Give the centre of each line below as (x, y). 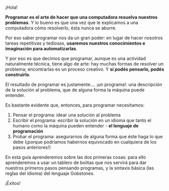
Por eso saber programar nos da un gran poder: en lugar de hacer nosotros (84, 38)
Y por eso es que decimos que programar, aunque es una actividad (76, 58)
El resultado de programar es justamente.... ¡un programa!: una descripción (84, 84)
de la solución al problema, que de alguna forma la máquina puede (75, 90)
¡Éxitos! (13, 183)
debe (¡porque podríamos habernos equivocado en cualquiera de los (84, 142)
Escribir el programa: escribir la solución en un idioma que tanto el (82, 120)
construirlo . (18, 75)
